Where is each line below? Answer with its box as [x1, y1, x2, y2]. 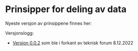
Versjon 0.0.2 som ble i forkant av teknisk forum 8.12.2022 [12, 39, 133, 46]
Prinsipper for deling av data [5, 4, 127, 15]
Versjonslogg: [5, 30, 34, 36]
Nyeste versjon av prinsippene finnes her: [5, 20, 92, 26]
